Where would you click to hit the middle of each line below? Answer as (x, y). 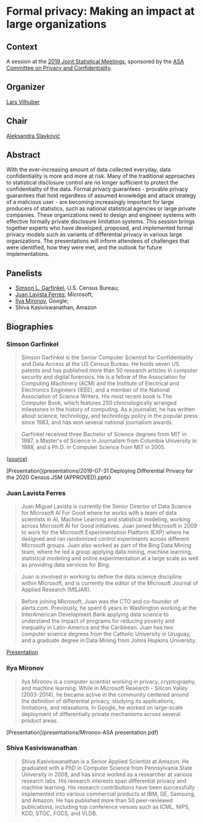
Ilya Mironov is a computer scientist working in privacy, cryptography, (109, 681)
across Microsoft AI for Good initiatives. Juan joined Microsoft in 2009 (109, 526)
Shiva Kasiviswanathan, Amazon (56, 307)
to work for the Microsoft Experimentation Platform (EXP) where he (105, 532)
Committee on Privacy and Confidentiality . (59, 68)
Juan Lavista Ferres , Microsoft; (54, 294)
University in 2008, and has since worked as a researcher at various (107, 774)
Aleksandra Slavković (33, 136)
